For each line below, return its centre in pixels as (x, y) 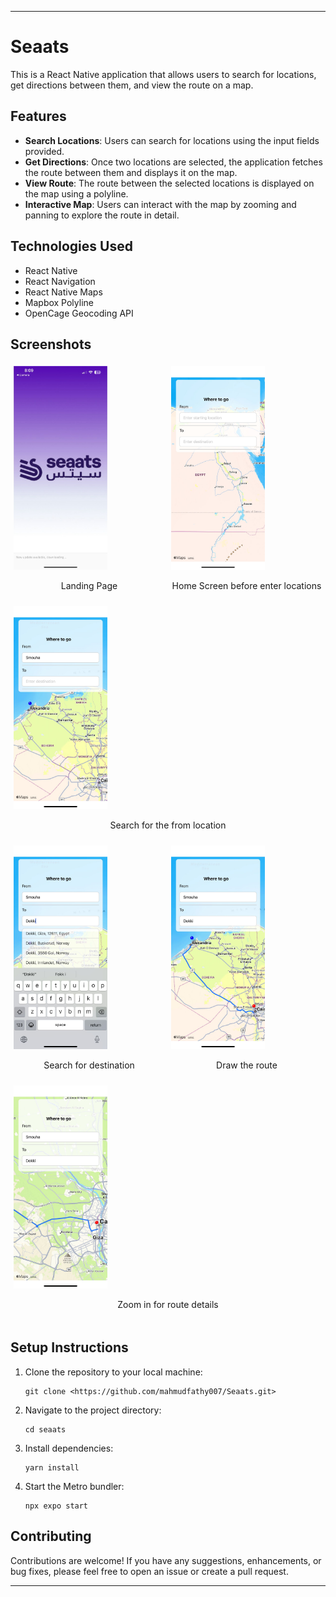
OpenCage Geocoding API (79, 313)
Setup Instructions (69, 1347)
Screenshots (51, 344)
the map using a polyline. (76, 193)
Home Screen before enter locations (246, 585)
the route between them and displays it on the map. (131, 172)
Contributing (51, 1536)
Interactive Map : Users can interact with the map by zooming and (160, 204)
